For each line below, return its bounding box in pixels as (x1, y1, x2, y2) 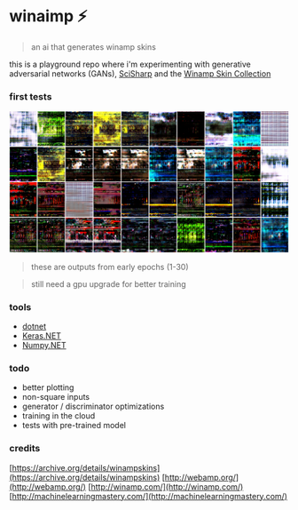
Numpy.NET (21, 339, 67, 350)
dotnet (21, 321, 47, 331)
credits (9, 442, 41, 455)
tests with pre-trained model (21, 420, 127, 431)
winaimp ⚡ (9, 6, 88, 27)
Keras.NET (21, 330, 62, 341)
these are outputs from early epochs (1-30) (30, 261, 189, 272)
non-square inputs (21, 392, 90, 402)
